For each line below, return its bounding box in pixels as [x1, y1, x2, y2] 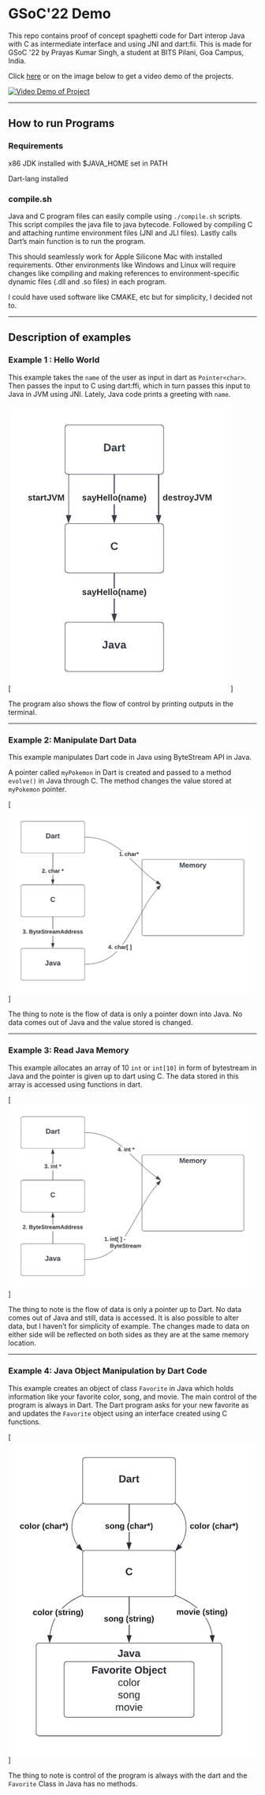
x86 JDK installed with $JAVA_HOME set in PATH [8, 159, 168, 168]
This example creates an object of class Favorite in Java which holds [8, 1383, 234, 1393]
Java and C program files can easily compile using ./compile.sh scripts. [8, 211, 243, 221]
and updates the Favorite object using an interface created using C [8, 1408, 228, 1418]
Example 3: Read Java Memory [8, 1045, 129, 1056]
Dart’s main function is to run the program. [8, 236, 146, 245]
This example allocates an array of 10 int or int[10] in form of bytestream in [8, 1063, 257, 1072]
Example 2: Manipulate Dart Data [8, 735, 137, 746]
